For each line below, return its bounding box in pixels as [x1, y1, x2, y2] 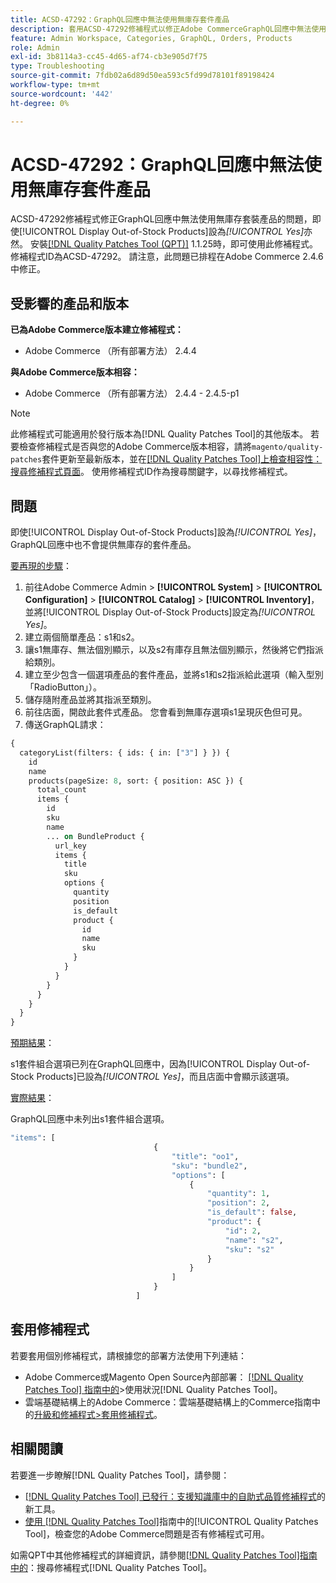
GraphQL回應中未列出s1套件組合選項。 [10, 1113, 170, 1125]
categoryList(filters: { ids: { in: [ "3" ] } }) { [19, 747, 230, 758]
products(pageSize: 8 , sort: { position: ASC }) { [28, 776, 244, 786]
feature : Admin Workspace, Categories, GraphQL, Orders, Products [10, 33, 293, 43]
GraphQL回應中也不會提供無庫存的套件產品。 [10, 539, 197, 551]
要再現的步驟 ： [10, 560, 72, 572]
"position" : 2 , [207, 1198, 271, 1208]
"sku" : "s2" [224, 1244, 275, 1255]
